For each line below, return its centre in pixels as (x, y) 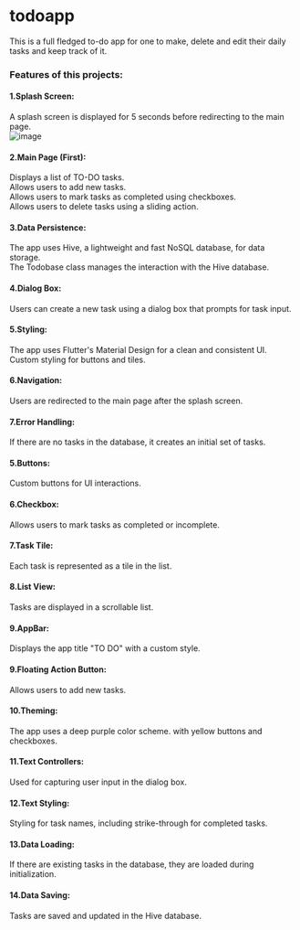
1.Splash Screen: (42, 96)
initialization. (33, 874)
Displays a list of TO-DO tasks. (67, 177)
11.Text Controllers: (47, 762)
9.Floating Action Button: (58, 669)
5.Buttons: (30, 463)
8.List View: (33, 587)
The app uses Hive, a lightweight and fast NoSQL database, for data (137, 248)
